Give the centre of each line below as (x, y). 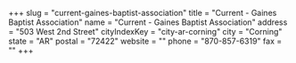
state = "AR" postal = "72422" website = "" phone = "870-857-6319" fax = (145, 41)
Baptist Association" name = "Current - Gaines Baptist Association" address (148, 22)
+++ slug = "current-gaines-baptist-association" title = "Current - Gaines (143, 13)
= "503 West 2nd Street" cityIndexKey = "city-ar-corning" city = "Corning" (145, 31)
